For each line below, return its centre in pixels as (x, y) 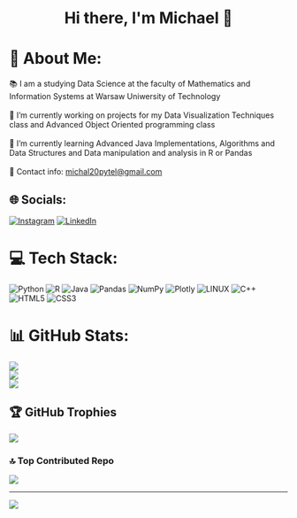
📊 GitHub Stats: (69, 336)
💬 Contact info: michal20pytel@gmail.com (86, 172)
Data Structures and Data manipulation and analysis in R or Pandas (131, 153)
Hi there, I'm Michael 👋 (148, 18)
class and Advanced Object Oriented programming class (112, 125)
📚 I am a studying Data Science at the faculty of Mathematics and (130, 84)
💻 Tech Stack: (64, 258)
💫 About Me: (56, 59)
